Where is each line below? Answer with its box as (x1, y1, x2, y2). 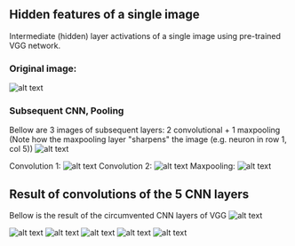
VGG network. (9, 40, 61, 51)
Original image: (9, 62, 77, 75)
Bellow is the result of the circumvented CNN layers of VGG (9, 210, 227, 221)
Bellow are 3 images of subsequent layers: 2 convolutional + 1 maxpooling (9, 124, 281, 136)
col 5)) (9, 144, 34, 155)
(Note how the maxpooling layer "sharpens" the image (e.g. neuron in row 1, (9, 134, 287, 145)
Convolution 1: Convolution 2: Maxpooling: (9, 161, 235, 171)
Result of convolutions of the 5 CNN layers (9, 186, 250, 202)
